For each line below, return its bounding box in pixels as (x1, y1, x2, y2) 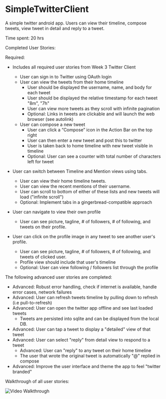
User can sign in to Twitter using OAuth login (19, 73, 112, 79)
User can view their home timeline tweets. (19, 178, 106, 184)
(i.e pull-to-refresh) (12, 300, 52, 306)
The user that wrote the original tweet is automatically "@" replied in (19, 353, 161, 359)
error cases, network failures (12, 289, 72, 295)
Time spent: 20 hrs (5, 35, 44, 41)
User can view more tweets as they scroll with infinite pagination (27, 105, 160, 111)
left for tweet (27, 158, 54, 164)
